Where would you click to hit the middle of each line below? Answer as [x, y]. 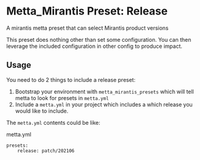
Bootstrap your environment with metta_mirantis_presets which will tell [105, 92]
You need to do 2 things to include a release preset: [71, 79]
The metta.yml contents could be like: [53, 122]
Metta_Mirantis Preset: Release [87, 11]
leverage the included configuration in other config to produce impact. [94, 46]
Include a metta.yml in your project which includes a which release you [104, 104]
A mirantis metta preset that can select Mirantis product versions [88, 28]
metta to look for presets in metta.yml [62, 98]
